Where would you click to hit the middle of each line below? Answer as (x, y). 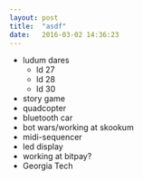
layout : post (34, 18)
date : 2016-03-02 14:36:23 (64, 34)
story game (44, 99)
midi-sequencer (52, 137)
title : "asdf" (38, 26)
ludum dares (46, 61)
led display (43, 147)
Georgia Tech (48, 166)
